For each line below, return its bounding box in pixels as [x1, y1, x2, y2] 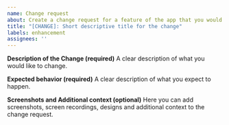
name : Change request [7, 10, 69, 17]
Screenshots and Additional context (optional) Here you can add [7, 95, 194, 104]
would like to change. [7, 62, 67, 70]
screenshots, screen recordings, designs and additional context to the [7, 103, 205, 111]
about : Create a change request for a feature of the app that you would [7, 16, 223, 23]
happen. [7, 82, 31, 91]
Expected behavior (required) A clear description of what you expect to [7, 75, 211, 83]
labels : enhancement [7, 29, 67, 36]
